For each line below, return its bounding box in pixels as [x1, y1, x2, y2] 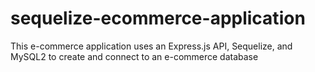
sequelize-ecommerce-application [10, 7, 306, 30]
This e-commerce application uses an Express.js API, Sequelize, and [10, 40, 293, 52]
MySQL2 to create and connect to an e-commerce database [10, 50, 259, 62]
